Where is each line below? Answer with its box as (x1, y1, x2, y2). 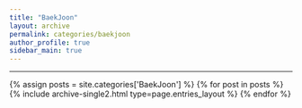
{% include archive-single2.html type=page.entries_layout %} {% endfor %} (9, 88, 292, 99)
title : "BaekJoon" (9, 12, 78, 22)
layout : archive (9, 21, 70, 30)
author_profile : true (9, 37, 91, 47)
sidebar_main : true (9, 46, 83, 55)
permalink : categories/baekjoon (9, 29, 130, 38)
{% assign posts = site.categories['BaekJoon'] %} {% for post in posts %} (9, 79, 284, 90)
